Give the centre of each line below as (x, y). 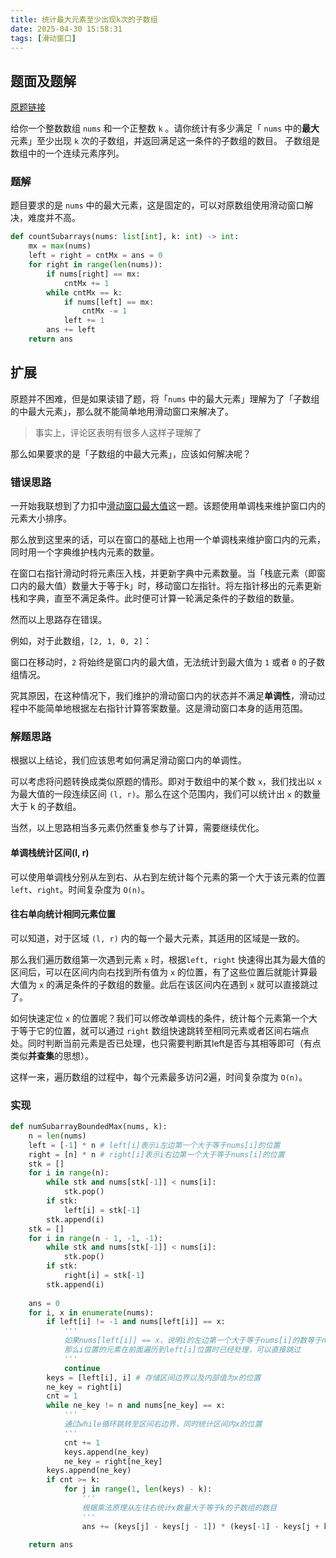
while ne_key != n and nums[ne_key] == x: (136, 1406)
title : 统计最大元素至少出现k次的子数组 (84, 19)
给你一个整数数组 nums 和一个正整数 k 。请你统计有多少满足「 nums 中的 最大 (165, 128)
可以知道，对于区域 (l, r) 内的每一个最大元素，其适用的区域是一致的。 (157, 938)
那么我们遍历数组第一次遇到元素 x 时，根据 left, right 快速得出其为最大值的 (168, 959)
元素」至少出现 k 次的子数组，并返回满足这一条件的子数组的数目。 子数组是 (165, 141)
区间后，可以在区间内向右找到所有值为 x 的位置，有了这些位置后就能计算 (160, 972)
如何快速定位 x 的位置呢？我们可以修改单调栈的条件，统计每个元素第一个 (160, 1018)
